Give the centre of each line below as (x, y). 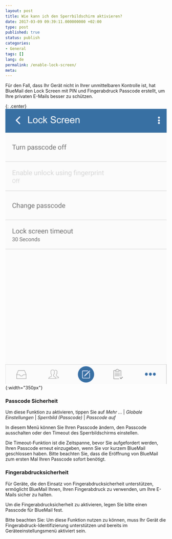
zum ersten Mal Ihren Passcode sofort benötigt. (56, 459)
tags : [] (15, 54)
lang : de (15, 59)
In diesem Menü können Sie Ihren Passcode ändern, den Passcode (76, 427)
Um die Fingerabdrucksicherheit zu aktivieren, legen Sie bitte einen (76, 504)
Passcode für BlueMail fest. (34, 510)
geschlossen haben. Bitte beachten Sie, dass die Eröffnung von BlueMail (82, 454)
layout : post (19, 11)
